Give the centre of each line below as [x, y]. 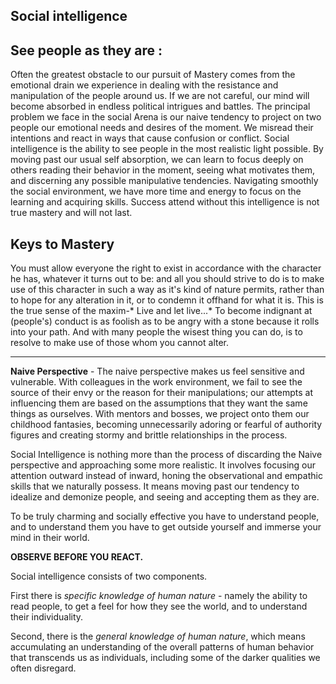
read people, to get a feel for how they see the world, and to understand [159, 606]
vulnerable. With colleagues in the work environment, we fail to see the [156, 382]
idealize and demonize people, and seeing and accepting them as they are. [165, 497]
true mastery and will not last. [71, 213]
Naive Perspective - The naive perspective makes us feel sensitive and [157, 371]
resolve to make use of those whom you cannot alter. [120, 343]
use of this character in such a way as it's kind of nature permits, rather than [167, 290]
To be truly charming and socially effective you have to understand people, [165, 516]
